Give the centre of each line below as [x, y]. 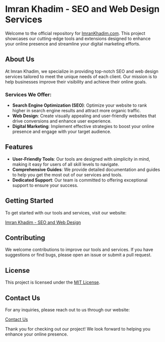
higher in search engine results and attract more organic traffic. [77, 111]
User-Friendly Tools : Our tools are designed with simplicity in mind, [81, 159]
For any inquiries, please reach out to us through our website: [67, 310]
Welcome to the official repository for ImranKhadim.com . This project [75, 33]
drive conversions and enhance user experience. [62, 121]
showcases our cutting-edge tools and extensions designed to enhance [78, 39]
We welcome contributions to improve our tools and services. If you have [79, 250]
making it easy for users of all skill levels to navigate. [66, 164]
